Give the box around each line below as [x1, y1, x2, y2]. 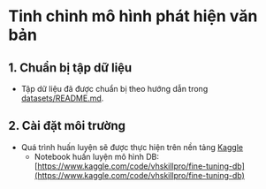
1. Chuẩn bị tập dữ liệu [8, 60, 133, 75]
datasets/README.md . [20, 93, 104, 103]
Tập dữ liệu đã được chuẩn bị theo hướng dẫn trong [20, 84, 209, 94]
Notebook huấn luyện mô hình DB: [34, 151, 160, 162]
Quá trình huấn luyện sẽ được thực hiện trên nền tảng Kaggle [20, 141, 244, 152]
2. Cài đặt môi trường [8, 118, 125, 133]
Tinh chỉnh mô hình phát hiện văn [8, 6, 258, 26]
